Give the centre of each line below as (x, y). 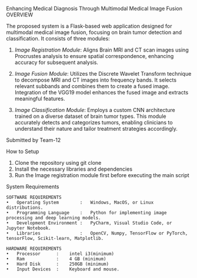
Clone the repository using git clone (58, 163)
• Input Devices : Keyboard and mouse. (63, 269)
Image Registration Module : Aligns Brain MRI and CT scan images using (102, 50)
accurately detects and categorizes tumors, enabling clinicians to (94, 122)
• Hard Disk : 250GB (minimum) (58, 264)
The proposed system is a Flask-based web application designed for (89, 26)
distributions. (25, 208)
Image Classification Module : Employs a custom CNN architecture (95, 110)
